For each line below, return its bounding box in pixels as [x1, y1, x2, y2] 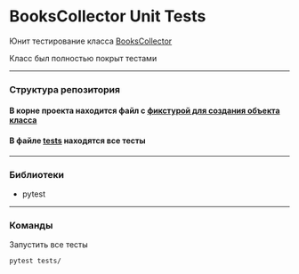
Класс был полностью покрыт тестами [9, 52, 158, 63]
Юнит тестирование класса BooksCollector [9, 36, 173, 46]
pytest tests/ [9, 256, 62, 266]
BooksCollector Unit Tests [9, 6, 206, 27]
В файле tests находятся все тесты [9, 135, 146, 146]
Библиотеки [9, 168, 65, 181]
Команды [9, 219, 53, 231]
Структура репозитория [9, 83, 120, 95]
